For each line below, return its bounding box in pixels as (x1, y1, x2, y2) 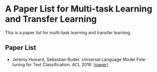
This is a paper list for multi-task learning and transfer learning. (5, 29, 132, 35)
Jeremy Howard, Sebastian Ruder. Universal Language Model (12, 57, 136, 62)
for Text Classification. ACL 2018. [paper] (26, 61, 108, 67)
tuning (12, 61, 25, 67)
